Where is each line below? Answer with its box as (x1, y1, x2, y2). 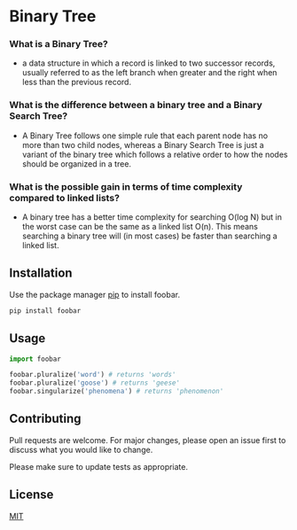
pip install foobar (9, 306, 82, 316)
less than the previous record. (21, 77, 131, 88)
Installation (9, 266, 73, 281)
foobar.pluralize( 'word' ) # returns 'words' (9, 370, 176, 379)
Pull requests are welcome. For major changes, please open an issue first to (9, 434, 286, 445)
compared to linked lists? (9, 191, 120, 204)
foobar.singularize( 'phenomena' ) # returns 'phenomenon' (9, 387, 224, 396)
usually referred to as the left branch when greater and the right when (21, 67, 277, 78)
